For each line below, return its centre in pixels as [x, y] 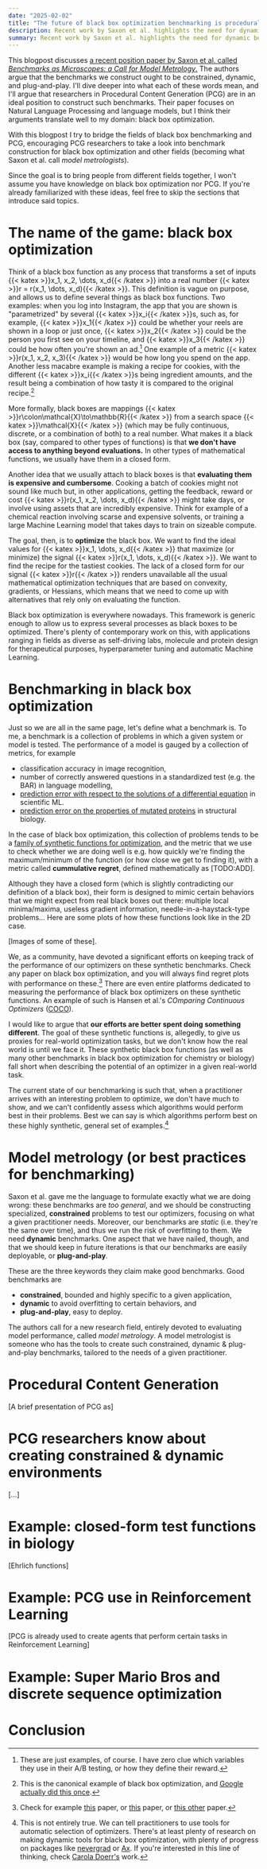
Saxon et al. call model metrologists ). [69, 161]
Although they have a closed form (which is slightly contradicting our [121, 884]
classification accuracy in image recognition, [93, 768]
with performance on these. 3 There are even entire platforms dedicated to [130, 983]
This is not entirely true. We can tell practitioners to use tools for [125, 1823]
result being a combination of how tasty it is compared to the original [121, 383]
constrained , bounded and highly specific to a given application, [126, 1294]
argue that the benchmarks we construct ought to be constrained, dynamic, [132, 77]
